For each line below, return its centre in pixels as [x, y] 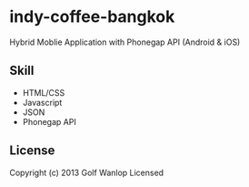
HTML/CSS [44, 92]
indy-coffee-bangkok [92, 17]
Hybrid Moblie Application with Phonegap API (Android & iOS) [125, 42]
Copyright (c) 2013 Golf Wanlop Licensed [87, 172]
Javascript [42, 102]
